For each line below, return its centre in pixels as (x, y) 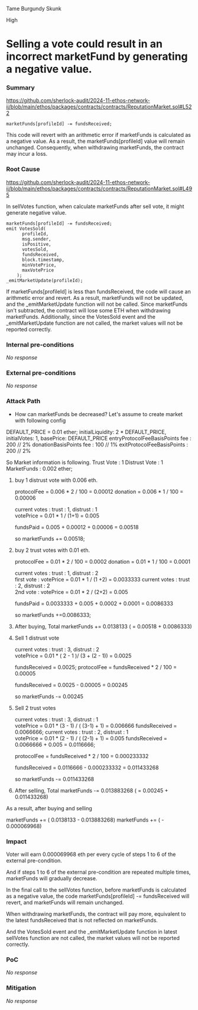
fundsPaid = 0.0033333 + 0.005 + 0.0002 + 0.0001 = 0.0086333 (94, 603)
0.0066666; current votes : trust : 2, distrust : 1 (72, 732)
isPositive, (36, 244)
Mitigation (21, 988)
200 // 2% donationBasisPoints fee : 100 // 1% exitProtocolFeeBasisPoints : (97, 445)
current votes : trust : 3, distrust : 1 (56, 719)
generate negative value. (36, 212)
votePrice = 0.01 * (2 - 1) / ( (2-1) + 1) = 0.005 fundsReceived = (91, 738)
